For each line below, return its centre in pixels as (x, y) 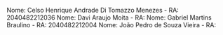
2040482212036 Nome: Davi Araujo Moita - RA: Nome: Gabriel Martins (109, 17)
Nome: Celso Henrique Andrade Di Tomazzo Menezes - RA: (93, 10)
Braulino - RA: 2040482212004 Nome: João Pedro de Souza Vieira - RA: (111, 25)
